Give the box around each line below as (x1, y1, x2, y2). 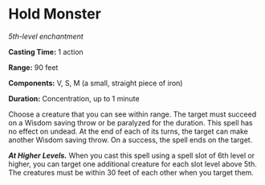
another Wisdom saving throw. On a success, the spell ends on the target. (8, 134, 253, 145)
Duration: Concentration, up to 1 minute (8, 93, 140, 103)
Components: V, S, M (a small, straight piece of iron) (8, 78, 183, 88)
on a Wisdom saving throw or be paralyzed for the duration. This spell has (8, 117, 253, 127)
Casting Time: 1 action (8, 47, 84, 56)
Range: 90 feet (8, 62, 59, 72)
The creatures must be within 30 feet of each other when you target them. (8, 167, 255, 177)
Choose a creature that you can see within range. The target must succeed (8, 109, 257, 119)
